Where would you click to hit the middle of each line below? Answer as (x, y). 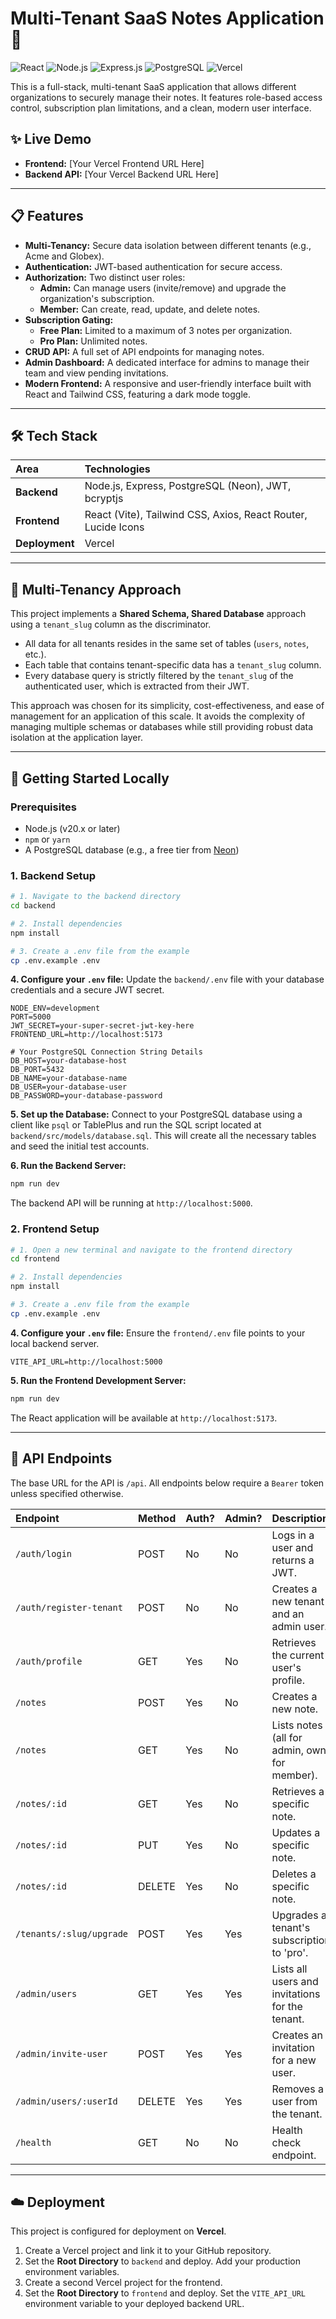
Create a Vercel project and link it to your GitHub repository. (148, 2251)
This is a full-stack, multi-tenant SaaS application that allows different (153, 86)
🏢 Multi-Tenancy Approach (96, 589)
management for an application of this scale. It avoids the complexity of (158, 716)
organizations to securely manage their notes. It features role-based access (166, 97)
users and (295, 1981)
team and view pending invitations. (96, 373)
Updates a (296, 1832)
